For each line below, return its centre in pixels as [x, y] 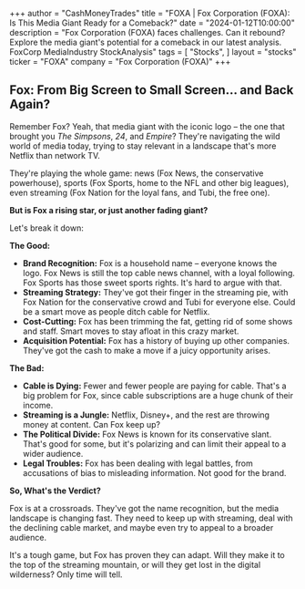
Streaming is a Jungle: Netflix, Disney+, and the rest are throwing [146, 415]
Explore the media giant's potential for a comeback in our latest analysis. [146, 42]
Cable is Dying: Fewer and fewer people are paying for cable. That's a [154, 386]
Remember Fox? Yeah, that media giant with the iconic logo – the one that [147, 126]
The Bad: [27, 367]
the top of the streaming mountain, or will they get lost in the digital [135, 564]
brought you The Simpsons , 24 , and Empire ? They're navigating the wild [145, 136]
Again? [30, 104]
